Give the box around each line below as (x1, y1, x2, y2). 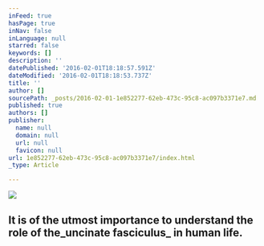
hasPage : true (8, 19, 56, 27)
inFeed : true (8, 11, 52, 20)
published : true (8, 101, 63, 109)
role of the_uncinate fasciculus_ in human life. (8, 226, 243, 240)
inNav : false (8, 27, 52, 35)
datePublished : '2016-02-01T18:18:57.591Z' (8, 64, 156, 72)
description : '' (8, 57, 63, 65)
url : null (15, 138, 48, 147)
